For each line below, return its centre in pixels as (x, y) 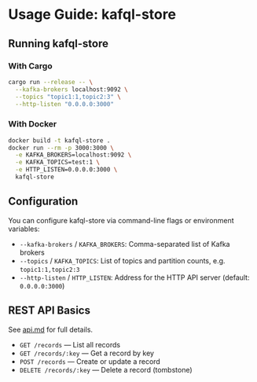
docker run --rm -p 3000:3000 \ (61, 148)
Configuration (43, 202)
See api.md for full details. (50, 329)
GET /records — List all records (70, 344)
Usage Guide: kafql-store (92, 15)
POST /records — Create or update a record (90, 361)
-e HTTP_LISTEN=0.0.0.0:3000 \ (66, 170)
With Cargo (30, 66)
